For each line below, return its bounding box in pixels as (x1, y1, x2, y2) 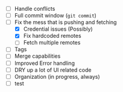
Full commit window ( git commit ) (14, 12, 97, 19)
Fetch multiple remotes (23, 39, 81, 46)
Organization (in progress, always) (14, 73, 100, 80)
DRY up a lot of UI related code (14, 66, 92, 73)
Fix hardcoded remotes (23, 32, 82, 40)
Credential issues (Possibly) (23, 25, 93, 32)
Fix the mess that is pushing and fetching (14, 19, 117, 26)
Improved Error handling (14, 60, 75, 67)
